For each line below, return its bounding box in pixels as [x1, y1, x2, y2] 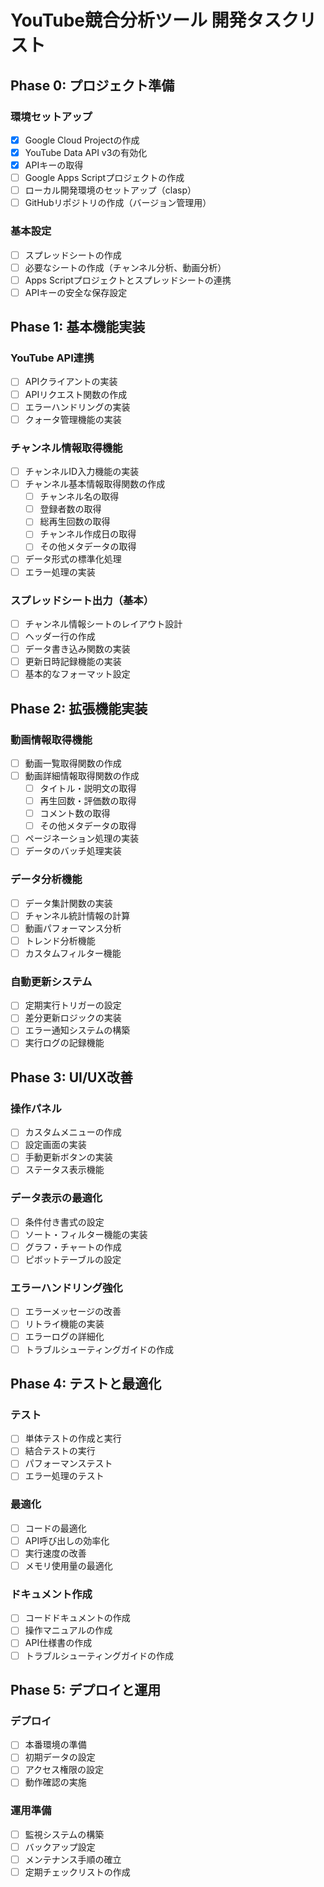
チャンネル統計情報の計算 [24, 909, 131, 921]
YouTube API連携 [10, 351, 95, 365]
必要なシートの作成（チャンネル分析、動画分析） [24, 261, 227, 273]
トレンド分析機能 [24, 934, 96, 946]
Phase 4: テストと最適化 [10, 1375, 162, 1392]
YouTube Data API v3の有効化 [24, 146, 148, 158]
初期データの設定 [24, 1751, 96, 1763]
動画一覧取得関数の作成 [24, 757, 122, 769]
